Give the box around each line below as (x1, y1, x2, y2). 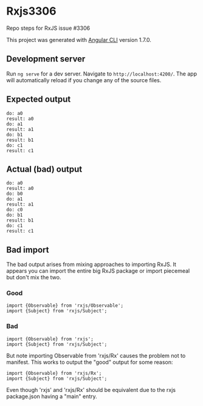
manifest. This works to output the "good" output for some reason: (6, 358, 173, 366)
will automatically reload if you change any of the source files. (6, 76, 162, 83)
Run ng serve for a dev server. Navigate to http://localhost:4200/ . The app (6, 70, 198, 77)
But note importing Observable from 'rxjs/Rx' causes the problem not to (6, 352, 186, 359)
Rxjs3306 (6, 4, 57, 18)
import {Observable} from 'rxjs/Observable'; (6, 303, 123, 309)
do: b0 (6, 191, 23, 197)
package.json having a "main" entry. (6, 393, 97, 400)
